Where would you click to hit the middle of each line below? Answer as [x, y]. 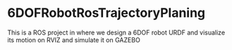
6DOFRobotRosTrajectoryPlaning [106, 13]
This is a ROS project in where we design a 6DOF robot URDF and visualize [116, 32]
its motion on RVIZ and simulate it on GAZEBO [74, 39]
